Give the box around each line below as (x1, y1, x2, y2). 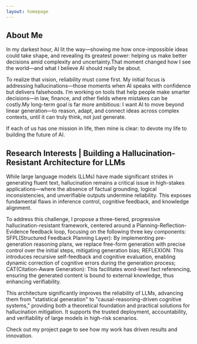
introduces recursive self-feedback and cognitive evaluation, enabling (6, 253, 176, 260)
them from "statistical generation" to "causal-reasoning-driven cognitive (6, 296, 182, 303)
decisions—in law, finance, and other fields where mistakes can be (6, 95, 168, 102)
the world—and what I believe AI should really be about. (6, 65, 142, 72)
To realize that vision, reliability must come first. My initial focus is (6, 76, 166, 83)
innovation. (6, 332, 34, 339)
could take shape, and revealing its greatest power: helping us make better (6, 52, 187, 59)
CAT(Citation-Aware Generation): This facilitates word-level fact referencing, (6, 266, 192, 273)
